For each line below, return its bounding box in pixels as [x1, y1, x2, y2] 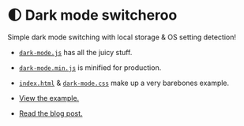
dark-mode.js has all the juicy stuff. [18, 47, 133, 57]
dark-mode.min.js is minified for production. [18, 62, 162, 72]
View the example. [18, 93, 80, 102]
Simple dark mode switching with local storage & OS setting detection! [7, 32, 236, 42]
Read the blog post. [18, 109, 84, 118]
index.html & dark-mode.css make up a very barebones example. [18, 78, 230, 87]
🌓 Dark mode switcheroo [7, 6, 178, 24]
